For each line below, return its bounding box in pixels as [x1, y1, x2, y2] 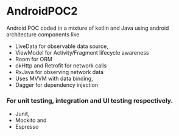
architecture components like [6, 30, 80, 38]
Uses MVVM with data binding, [15, 75, 93, 82]
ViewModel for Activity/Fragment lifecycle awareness [15, 49, 149, 56]
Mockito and [15, 117, 47, 124]
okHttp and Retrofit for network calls [15, 62, 107, 69]
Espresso [15, 123, 39, 131]
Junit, [15, 110, 30, 118]
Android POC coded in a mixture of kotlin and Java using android [6, 24, 169, 32]
